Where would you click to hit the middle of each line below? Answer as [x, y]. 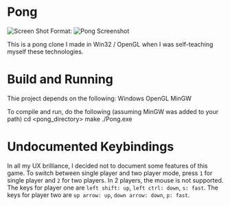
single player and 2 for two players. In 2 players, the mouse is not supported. [115, 180]
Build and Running [60, 79]
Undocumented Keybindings [91, 147]
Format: [61, 31]
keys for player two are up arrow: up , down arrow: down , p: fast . [99, 195]
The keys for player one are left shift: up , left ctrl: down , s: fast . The [113, 187]
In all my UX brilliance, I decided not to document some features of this [107, 165]
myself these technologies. [45, 51]
